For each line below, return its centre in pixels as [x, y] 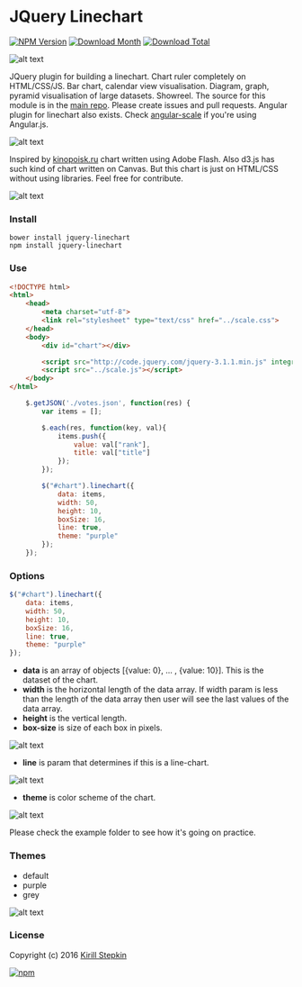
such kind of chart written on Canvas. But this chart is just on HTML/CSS [144, 168]
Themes [28, 856]
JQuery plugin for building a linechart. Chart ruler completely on [128, 76]
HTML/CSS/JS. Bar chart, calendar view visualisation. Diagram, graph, [139, 86]
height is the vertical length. [75, 719]
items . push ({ [81, 436]
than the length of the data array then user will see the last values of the [155, 699]
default [36, 875]
